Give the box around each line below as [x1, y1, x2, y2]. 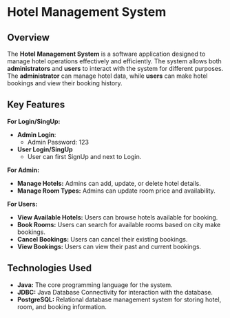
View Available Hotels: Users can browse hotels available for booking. [17, 213, 218, 221]
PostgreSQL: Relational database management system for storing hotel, [17, 295, 222, 304]
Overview [7, 32, 50, 43]
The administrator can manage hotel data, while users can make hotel [7, 72, 208, 80]
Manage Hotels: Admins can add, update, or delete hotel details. [17, 179, 201, 187]
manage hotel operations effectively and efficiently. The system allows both [7, 57, 222, 65]
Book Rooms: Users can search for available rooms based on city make [17, 220, 221, 229]
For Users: [7, 200, 38, 208]
